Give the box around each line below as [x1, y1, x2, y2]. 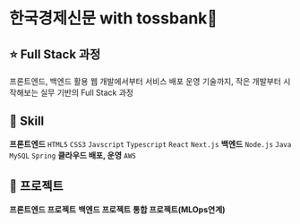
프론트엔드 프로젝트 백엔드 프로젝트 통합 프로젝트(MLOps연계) [9, 203, 226, 215]
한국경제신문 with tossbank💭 [9, 8, 218, 29]
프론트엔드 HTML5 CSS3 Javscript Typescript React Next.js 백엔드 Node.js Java [9, 138, 292, 149]
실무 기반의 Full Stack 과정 [39, 87, 134, 98]
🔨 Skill [9, 114, 45, 129]
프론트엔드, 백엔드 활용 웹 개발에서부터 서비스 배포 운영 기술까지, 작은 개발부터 [9, 76, 282, 86]
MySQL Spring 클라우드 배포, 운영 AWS [9, 150, 136, 160]
